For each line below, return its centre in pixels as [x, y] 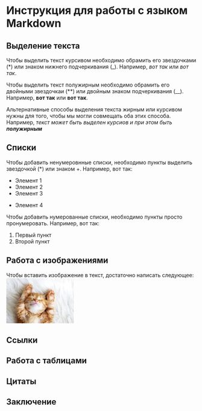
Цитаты [21, 381]
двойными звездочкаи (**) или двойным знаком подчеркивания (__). [95, 91]
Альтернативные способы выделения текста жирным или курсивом [94, 109]
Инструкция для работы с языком [97, 11]
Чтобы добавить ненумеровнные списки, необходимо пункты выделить [99, 162]
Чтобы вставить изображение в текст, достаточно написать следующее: [100, 275]
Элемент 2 [29, 187]
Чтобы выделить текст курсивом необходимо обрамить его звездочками [101, 60]
